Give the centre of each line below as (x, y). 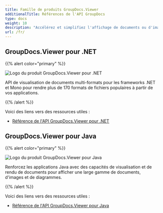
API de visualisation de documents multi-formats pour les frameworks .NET (80, 82)
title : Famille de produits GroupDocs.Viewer (52, 9)
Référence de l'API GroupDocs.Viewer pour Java (60, 205)
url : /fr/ (15, 32)
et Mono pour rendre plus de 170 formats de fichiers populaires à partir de (79, 88)
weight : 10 (16, 23)
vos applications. (22, 92)
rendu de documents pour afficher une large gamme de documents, (73, 172)
